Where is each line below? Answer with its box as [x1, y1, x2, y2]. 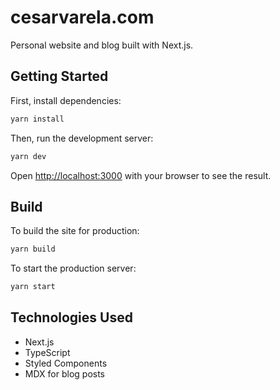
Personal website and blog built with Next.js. [10, 39, 194, 51]
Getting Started [10, 68, 109, 85]
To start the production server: [10, 262, 137, 275]
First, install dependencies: [10, 94, 122, 106]
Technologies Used [10, 309, 133, 326]
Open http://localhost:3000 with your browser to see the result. [10, 169, 272, 181]
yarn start [10, 282, 56, 292]
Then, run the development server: [10, 132, 154, 144]
